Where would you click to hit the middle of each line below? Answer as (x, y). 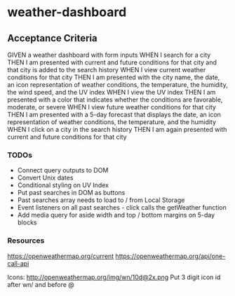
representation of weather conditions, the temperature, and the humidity (112, 122)
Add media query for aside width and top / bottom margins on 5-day (116, 215)
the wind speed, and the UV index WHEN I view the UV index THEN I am (112, 92)
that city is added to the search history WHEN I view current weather (107, 70)
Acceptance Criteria (52, 38)
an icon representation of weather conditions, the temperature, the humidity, (117, 85)
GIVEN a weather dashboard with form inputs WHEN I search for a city (109, 55)
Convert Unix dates (45, 178)
